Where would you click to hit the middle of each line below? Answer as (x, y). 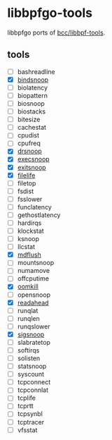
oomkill (28, 286)
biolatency (32, 87)
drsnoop (29, 151)
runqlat (28, 310)
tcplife (27, 398)
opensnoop (34, 295)
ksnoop (28, 239)
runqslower (34, 326)
